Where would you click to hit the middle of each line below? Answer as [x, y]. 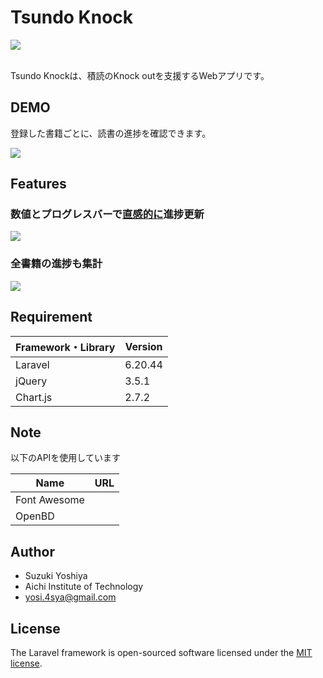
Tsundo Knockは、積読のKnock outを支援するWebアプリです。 [140, 75]
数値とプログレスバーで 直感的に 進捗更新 [107, 214]
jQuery [31, 381]
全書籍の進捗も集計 [56, 264]
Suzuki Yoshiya [56, 576]
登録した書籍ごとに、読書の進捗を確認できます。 [111, 133]
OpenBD [35, 516]
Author [32, 551]
